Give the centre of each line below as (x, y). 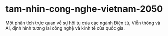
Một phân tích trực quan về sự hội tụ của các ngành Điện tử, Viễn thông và (83, 23)
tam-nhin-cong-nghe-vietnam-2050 (84, 9)
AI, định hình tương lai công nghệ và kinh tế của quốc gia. (65, 28)
